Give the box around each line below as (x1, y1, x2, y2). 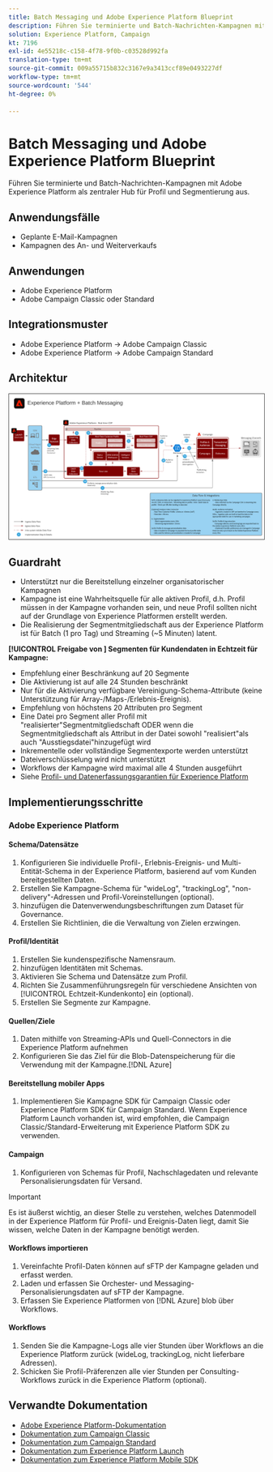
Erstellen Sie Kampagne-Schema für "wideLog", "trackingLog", (19, 883, 231, 893)
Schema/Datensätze (8, 839, 79, 850)
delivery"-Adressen (19, 892, 86, 902)
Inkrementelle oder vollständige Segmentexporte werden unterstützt (19, 746, 249, 756)
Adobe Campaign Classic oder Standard (19, 294, 155, 304)
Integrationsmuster (8, 318, 109, 331)
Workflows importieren (8, 1244, 88, 1253)
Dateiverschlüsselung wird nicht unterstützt (19, 754, 166, 765)
